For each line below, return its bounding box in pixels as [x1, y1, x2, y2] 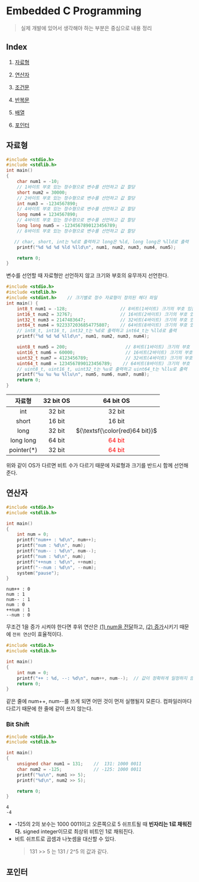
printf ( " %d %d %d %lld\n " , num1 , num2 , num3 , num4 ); [17, 333, 150, 339]
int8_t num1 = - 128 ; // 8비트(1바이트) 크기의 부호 [17, 306, 185, 312]
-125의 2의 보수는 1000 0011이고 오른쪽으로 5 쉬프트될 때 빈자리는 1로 [14, 820, 176, 828]
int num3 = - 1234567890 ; [17, 200, 78, 207]
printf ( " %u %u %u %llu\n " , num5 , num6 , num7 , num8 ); [17, 371, 150, 377]
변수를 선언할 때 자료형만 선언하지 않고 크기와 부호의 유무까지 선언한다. [6, 272, 169, 279]
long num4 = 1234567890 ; [17, 211, 78, 217]
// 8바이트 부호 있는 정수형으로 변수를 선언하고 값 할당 [17, 228, 136, 234]
